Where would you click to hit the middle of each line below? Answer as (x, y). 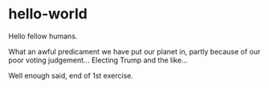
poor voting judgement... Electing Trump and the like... (98, 60)
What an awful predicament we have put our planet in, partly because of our (134, 51)
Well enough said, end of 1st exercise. (71, 75)
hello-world (48, 14)
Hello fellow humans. (43, 36)
